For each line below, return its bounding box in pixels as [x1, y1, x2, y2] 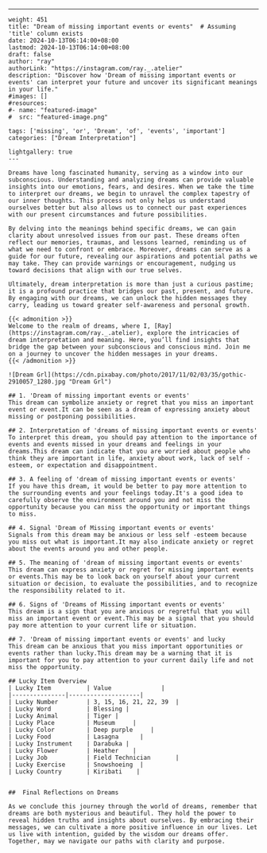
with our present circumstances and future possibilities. [8, 211, 208, 219]
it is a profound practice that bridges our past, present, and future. [8, 287, 254, 295]
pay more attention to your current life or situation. [8, 621, 197, 629]
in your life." [8, 85, 59, 93]
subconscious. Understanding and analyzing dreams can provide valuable [8, 176, 254, 184]
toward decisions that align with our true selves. [8, 267, 183, 275]
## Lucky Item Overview [8, 677, 87, 685]
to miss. [8, 510, 37, 518]
